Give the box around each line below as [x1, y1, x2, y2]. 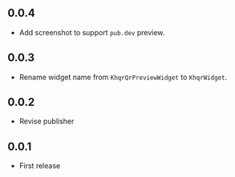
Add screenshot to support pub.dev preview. [18, 27, 165, 37]
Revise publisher [18, 116, 75, 127]
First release [18, 161, 61, 171]
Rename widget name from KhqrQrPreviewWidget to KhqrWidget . [18, 72, 228, 82]
